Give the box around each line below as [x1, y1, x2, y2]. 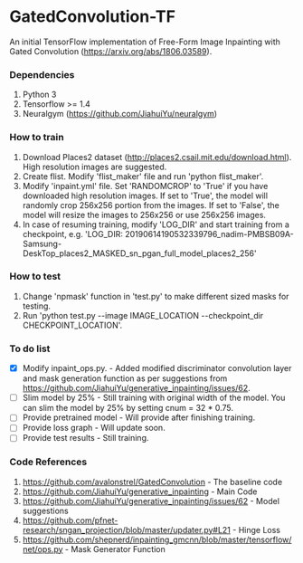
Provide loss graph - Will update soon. [22, 423, 166, 434]
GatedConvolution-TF [9, 6, 176, 27]
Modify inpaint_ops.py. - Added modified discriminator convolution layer [22, 363, 292, 374]
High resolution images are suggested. [22, 161, 167, 172]
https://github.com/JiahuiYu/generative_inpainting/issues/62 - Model [22, 495, 280, 506]
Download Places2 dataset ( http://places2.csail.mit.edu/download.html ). [22, 151, 292, 162]
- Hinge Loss [232, 524, 280, 535]
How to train [9, 131, 65, 144]
